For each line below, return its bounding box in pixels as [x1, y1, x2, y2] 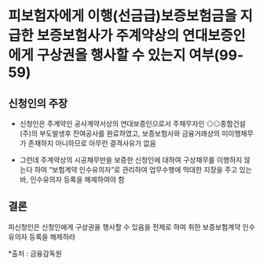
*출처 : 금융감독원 [8, 249, 63, 258]
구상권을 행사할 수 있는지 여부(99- [36, 46, 244, 64]
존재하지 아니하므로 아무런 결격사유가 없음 [27, 139, 157, 147]
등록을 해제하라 [28, 232, 76, 241]
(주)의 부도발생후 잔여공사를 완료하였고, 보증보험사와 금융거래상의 [19, 129, 221, 138]
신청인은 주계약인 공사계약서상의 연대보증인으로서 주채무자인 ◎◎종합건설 [19, 119, 246, 128]
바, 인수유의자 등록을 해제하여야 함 [19, 175, 125, 184]
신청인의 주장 [8, 96, 68, 110]
